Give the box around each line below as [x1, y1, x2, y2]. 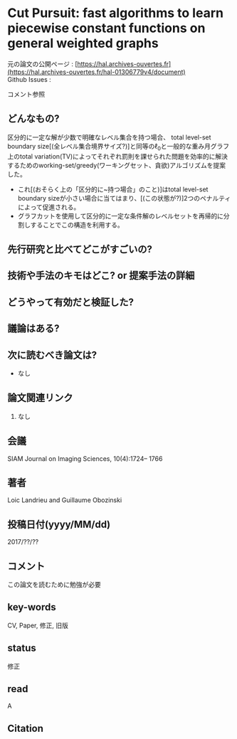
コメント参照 [7, 90, 45, 98]
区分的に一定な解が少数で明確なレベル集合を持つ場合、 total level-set [7, 133, 211, 142]
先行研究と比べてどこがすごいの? [7, 243, 153, 255]
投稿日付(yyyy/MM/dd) [7, 518, 111, 531]
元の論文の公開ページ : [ [7, 59, 78, 68]
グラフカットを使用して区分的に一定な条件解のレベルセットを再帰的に [17, 211, 224, 220]
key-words [7, 601, 56, 613]
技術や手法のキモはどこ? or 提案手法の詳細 [7, 270, 195, 282]
